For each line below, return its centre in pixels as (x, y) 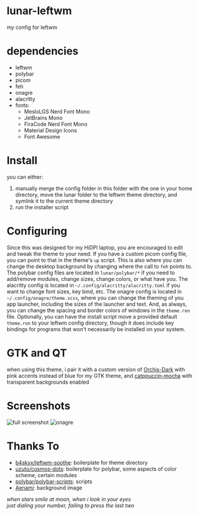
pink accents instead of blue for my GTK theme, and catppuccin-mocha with (100, 375)
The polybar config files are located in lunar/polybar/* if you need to (91, 273)
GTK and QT (37, 353)
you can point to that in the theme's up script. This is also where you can (94, 260)
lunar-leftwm (39, 11)
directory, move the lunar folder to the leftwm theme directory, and (96, 195)
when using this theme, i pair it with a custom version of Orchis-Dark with (96, 369)
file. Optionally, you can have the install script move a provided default (92, 316)
